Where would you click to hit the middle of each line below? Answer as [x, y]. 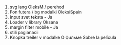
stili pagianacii [24, 32]
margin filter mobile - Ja [34, 27]
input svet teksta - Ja [31, 17]
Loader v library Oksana [34, 22]
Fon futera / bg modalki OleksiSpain [46, 12]
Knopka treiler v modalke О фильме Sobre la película [63, 37]
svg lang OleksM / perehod [37, 7]
